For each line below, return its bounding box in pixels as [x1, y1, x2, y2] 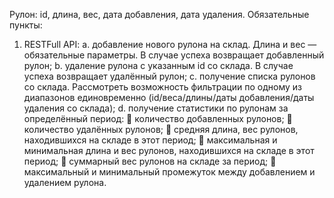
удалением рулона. [23, 177, 107, 188]
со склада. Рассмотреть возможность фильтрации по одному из [23, 81, 302, 93]
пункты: [9, 19, 43, 31]
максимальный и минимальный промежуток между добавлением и [23, 166, 316, 178]
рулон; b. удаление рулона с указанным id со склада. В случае [23, 60, 294, 71]
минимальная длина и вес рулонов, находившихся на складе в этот [23, 145, 315, 156]
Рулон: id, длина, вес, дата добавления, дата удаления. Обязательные [9, 9, 310, 20]
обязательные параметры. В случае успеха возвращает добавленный [23, 49, 325, 61]
